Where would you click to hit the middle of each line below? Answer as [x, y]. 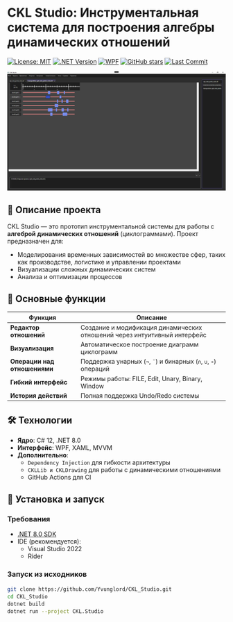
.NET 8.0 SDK [37, 534]
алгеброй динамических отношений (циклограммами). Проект [103, 234]
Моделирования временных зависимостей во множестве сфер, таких [121, 255]
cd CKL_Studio [28, 597]
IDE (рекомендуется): [49, 541]
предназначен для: [35, 242]
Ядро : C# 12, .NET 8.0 [49, 440]
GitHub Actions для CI [59, 478]
